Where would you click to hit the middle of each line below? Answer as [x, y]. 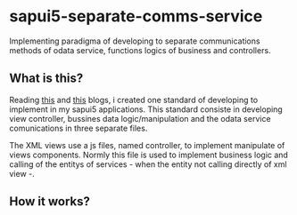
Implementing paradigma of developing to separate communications [135, 41]
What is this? [46, 79]
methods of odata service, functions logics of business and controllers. [140, 50]
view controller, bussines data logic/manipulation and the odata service [140, 118]
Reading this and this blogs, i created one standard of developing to [134, 100]
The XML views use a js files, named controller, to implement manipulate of [147, 145]
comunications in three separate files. [78, 128]
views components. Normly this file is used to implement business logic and [148, 155]
